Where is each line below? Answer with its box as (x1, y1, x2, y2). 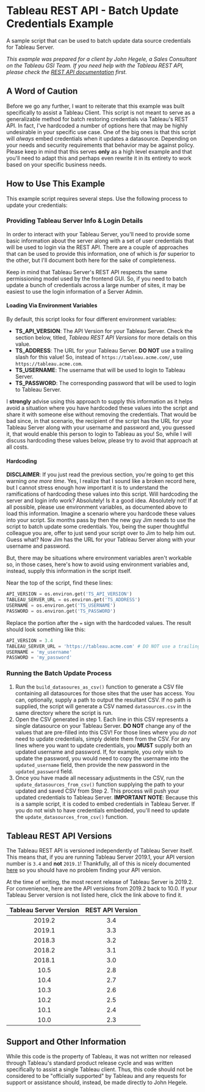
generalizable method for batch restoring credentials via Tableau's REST (6, 115, 189, 122)
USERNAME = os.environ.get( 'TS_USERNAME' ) (6, 602, 116, 609)
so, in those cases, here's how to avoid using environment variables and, (6, 561, 189, 568)
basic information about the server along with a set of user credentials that (6, 237, 194, 244)
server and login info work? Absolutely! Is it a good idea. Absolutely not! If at (6, 497, 198, 504)
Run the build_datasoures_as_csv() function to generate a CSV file (15, 683, 184, 690)
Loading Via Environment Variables (6, 302, 98, 309)
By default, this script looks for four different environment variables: (6, 316, 177, 323)
